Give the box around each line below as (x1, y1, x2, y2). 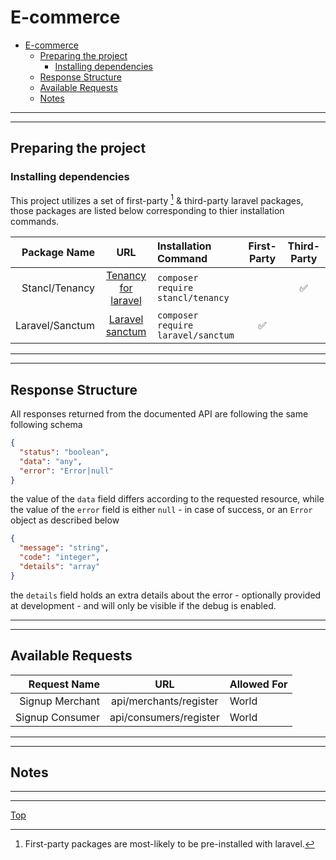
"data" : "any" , (19, 456, 83, 466)
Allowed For (229, 677, 288, 691)
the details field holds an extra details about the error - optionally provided (10, 589, 322, 601)
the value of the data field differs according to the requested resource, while (10, 493, 325, 505)
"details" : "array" (19, 562, 101, 572)
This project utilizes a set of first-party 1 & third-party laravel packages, (10, 192, 304, 206)
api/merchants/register (111, 694, 219, 708)
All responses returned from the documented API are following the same (10, 408, 309, 420)
